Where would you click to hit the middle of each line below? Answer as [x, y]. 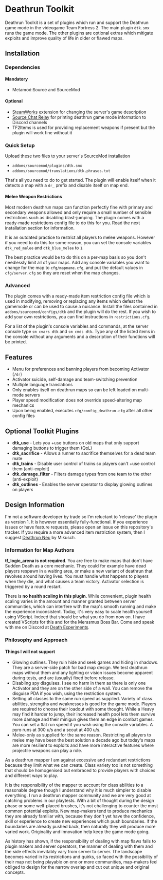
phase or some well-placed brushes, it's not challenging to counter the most [81, 806]
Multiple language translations [42, 385]
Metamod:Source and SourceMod [46, 90]
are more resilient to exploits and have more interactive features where [83, 745]
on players [23, 490]
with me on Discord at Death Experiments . [47, 627]
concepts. [15, 872]
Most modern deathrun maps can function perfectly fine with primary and [79, 207]
